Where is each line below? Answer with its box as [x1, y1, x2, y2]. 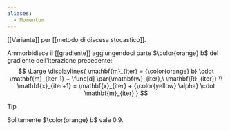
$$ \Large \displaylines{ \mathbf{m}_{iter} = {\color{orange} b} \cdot [18, 67, 214, 75]
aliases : [7, 10, 32, 17]
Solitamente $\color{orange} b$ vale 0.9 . [7, 115, 124, 124]
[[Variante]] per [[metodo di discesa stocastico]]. [7, 35, 146, 43]
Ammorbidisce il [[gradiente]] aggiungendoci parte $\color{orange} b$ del [7, 49, 219, 57]
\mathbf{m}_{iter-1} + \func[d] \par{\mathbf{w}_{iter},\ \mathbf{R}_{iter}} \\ [9, 74, 223, 83]
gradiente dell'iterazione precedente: [7, 56, 113, 64]
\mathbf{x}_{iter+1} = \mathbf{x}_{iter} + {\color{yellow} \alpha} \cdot [17, 81, 215, 90]
